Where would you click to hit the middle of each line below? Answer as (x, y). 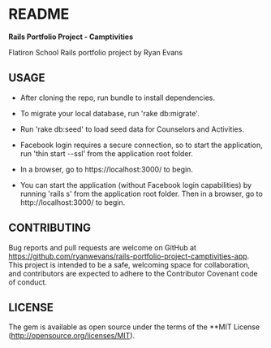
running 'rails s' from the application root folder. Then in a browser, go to (142, 194)
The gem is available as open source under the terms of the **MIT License (134, 327)
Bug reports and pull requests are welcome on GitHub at (103, 247)
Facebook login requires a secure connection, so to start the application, (141, 145)
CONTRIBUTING (50, 228)
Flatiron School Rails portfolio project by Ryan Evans (96, 52)
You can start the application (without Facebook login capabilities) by (136, 185)
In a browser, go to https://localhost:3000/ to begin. (106, 169)
